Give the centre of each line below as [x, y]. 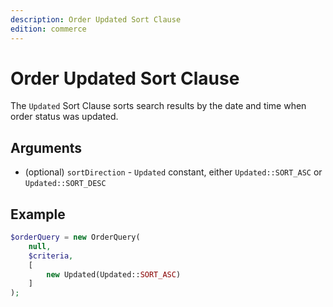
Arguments [46, 147]
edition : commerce [48, 29]
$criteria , [51, 256]
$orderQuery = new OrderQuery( [75, 237]
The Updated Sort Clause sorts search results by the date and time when [158, 106]
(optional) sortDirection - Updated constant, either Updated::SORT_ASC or [173, 172]
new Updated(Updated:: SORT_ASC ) [114, 274]
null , [40, 246]
